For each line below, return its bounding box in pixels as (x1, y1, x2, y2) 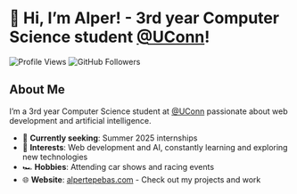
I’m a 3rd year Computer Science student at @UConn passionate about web (9, 106, 288, 117)
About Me (9, 82, 65, 97)
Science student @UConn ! (9, 27, 210, 47)
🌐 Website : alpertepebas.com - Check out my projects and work (21, 174, 261, 185)
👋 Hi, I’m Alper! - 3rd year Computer (9, 8, 279, 28)
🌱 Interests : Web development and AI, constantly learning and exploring (21, 141, 288, 152)
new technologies (21, 151, 88, 162)
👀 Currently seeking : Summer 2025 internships (21, 133, 198, 143)
